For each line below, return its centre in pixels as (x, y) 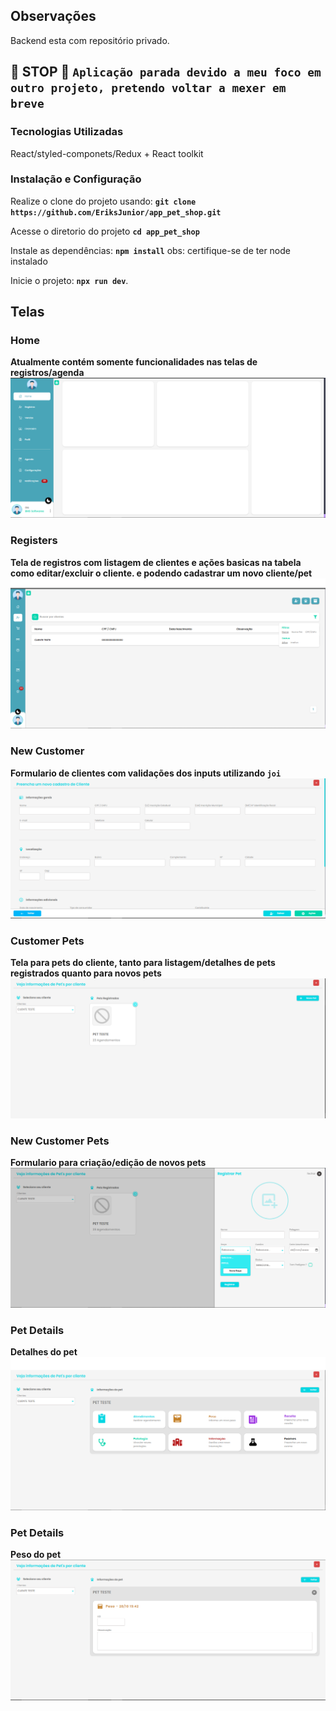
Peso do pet (36, 1555)
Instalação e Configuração (76, 179)
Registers (34, 541)
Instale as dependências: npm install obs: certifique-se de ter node (151, 250)
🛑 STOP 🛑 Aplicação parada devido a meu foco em (166, 72)
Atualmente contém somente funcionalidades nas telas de (134, 362)
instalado (29, 261)
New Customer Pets (60, 1141)
